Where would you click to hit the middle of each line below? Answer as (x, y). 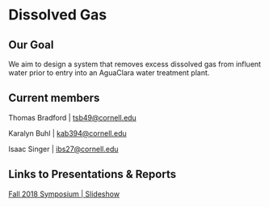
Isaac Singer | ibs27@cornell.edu (63, 149)
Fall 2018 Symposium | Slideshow (64, 194)
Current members (54, 98)
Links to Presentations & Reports (92, 174)
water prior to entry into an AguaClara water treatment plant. (109, 73)
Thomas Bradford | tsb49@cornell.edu (73, 117)
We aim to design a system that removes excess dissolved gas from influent (134, 64)
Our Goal (31, 45)
